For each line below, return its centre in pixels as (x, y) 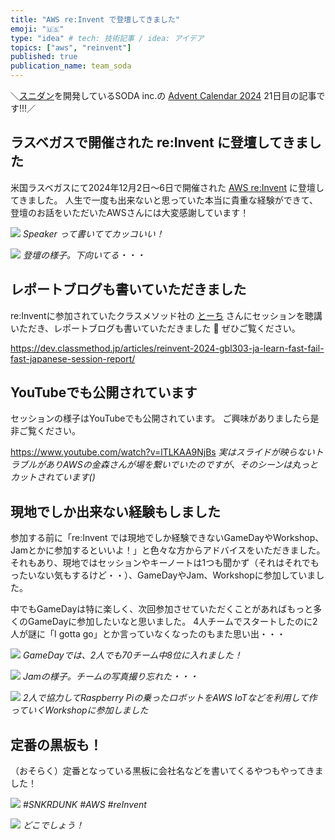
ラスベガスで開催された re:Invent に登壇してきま (159, 142)
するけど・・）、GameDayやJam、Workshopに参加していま (194, 575)
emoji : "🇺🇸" (37, 29)
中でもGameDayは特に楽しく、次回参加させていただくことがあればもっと (162, 609)
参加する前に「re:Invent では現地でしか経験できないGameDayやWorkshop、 (167, 538)
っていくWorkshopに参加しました (79, 710)
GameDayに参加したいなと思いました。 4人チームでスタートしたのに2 (172, 622)
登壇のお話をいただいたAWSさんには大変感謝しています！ (130, 212)
